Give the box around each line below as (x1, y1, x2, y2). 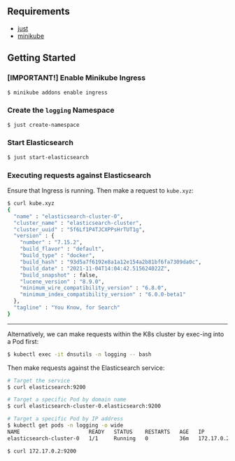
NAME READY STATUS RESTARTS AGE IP (7, 428, 205, 435)
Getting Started (7, 52, 76, 64)
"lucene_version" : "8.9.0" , (20, 278, 105, 285)
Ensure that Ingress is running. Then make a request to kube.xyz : (7, 186, 194, 195)
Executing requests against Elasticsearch (7, 170, 152, 180)
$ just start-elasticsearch (7, 153, 90, 160)
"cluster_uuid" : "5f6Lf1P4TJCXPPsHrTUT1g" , (13, 226, 145, 233)
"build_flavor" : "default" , (20, 245, 105, 253)
